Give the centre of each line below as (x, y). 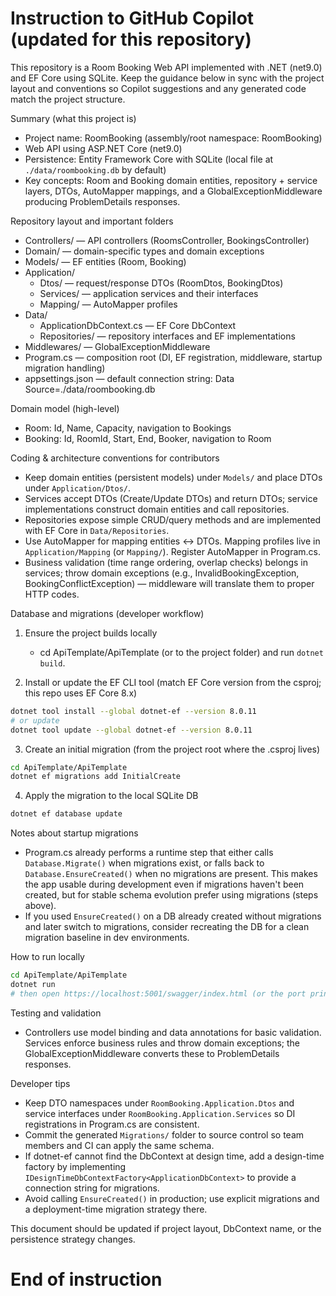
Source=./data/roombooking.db (90, 389)
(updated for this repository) (131, 39)
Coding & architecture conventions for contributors (115, 458)
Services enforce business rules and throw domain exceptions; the (162, 1043)
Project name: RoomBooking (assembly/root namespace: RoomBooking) (173, 138)
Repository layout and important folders (92, 221)
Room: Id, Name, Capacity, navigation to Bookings (128, 428)
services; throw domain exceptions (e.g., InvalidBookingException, (162, 573)
